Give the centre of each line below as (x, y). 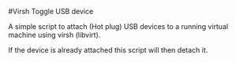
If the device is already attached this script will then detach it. (108, 50)
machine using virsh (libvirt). (54, 35)
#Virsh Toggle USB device (51, 11)
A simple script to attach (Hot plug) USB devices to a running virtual (118, 26)
